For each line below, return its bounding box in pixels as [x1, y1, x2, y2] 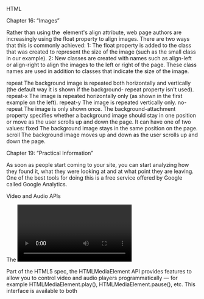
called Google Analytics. [6, 181, 68, 188]
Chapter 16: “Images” [6, 17, 60, 24]
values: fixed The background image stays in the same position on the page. [6, 125, 198, 132]
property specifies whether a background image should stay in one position [6, 112, 197, 119]
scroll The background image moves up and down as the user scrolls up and [6, 131, 199, 138]
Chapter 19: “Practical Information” [6, 149, 93, 157]
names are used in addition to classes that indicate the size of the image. [6, 68, 189, 75]
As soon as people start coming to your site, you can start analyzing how [6, 161, 189, 168]
